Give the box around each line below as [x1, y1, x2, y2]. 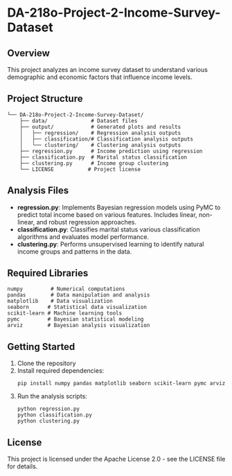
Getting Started [7, 341, 75, 353]
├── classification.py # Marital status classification [19, 154, 188, 161]
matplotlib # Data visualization [7, 298, 113, 305]
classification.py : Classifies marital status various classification [17, 225, 200, 233]
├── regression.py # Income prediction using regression [19, 148, 203, 155]
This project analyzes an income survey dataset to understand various [7, 66, 208, 73]
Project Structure [7, 93, 83, 105]
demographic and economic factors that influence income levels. [7, 73, 193, 81]
